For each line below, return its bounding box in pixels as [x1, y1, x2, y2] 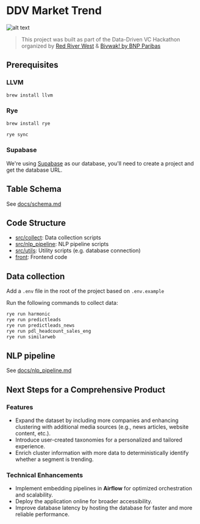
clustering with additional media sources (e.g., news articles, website [15, 423, 189, 431]
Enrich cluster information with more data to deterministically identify [15, 449, 189, 457]
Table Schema [6, 184, 62, 194]
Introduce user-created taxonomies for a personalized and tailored [15, 436, 183, 443]
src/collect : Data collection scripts [15, 234, 102, 241]
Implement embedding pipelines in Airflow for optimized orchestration [15, 485, 193, 492]
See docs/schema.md [6, 200, 62, 208]
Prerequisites [6, 60, 59, 70]
